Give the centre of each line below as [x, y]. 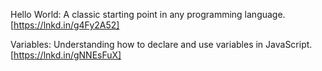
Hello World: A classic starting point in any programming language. [148, 14]
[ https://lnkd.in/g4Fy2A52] [65, 25]
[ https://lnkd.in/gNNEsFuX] [66, 55]
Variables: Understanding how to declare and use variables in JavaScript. [161, 44]
